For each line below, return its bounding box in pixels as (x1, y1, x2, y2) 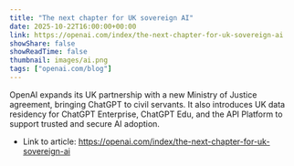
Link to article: (22, 136, 77, 147)
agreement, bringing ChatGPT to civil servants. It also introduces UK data (9, 99, 286, 109)
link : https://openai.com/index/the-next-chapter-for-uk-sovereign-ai (9, 30, 284, 39)
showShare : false (9, 38, 76, 48)
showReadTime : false (9, 47, 89, 57)
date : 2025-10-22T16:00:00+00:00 (9, 22, 137, 31)
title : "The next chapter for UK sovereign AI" (9, 13, 194, 23)
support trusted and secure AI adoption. (9, 118, 160, 129)
